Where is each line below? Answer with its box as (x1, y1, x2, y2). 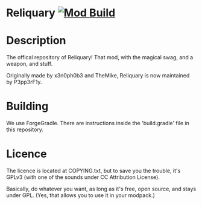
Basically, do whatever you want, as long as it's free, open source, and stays (6, 185, 197, 192)
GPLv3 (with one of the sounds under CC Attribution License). (6, 174, 160, 181)
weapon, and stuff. (6, 60, 53, 68)
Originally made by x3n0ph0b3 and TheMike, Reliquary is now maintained (6, 72, 190, 79)
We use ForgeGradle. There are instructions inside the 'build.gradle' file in (6, 120, 190, 127)
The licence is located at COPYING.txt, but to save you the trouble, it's (6, 167, 181, 174)
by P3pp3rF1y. (6, 79, 42, 86)
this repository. (6, 126, 44, 133)
